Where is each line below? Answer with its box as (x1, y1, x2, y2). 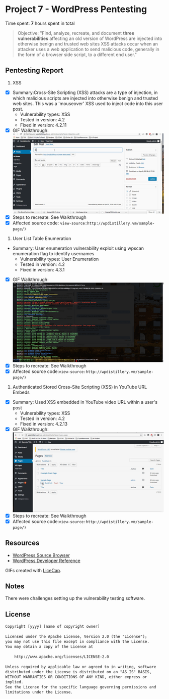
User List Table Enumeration (12, 235, 71, 241)
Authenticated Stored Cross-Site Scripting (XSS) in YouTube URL (12, 384, 147, 390)
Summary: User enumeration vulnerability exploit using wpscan (12, 245, 144, 251)
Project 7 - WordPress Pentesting (5, 4, 147, 15)
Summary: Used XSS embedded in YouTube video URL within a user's (12, 399, 157, 405)
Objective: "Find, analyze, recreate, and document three (17, 30, 135, 36)
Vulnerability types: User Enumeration (20, 256, 99, 262)
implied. (5, 680, 24, 685)
